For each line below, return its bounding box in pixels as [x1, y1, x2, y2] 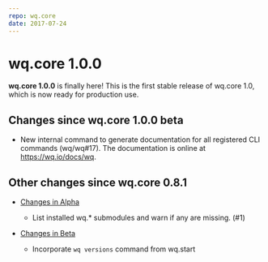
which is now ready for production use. [8, 90, 139, 100]
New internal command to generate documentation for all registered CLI [19, 135, 261, 144]
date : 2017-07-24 [8, 19, 67, 28]
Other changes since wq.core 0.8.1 [8, 175, 188, 189]
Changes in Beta [19, 229, 75, 238]
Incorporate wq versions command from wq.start [32, 244, 196, 254]
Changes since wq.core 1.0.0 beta [8, 113, 184, 127]
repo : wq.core [8, 11, 57, 20]
